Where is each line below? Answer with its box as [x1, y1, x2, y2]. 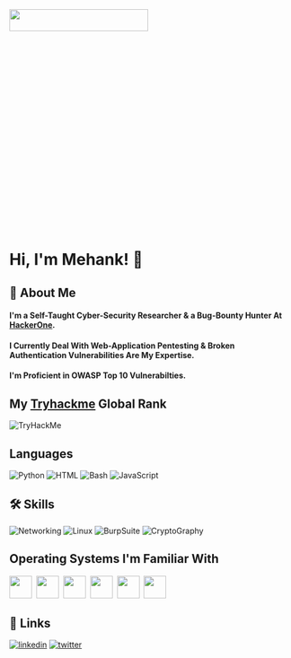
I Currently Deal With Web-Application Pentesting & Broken [9, 340, 235, 351]
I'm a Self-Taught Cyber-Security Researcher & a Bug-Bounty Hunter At [9, 310, 283, 321]
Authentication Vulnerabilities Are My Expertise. [9, 349, 195, 360]
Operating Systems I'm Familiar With [9, 551, 219, 566]
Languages [9, 446, 74, 461]
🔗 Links [9, 616, 51, 631]
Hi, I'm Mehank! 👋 [9, 250, 144, 270]
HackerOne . [9, 320, 56, 330]
